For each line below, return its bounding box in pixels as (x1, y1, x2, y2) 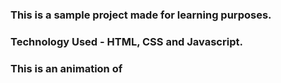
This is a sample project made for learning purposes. (10, 8, 272, 22)
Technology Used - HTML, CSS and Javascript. (10, 34, 243, 48)
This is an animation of (10, 61, 123, 75)
